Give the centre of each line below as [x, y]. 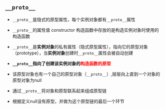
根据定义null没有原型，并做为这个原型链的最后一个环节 [68, 101]
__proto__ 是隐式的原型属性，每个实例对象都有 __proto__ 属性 [74, 19]
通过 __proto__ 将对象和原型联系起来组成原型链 [59, 91]
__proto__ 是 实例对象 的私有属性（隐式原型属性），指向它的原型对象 [80, 47]
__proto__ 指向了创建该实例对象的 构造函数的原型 [62, 63]
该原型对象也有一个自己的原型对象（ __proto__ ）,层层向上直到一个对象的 [86, 74]
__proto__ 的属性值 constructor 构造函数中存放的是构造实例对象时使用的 [85, 30]
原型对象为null [27, 80]
